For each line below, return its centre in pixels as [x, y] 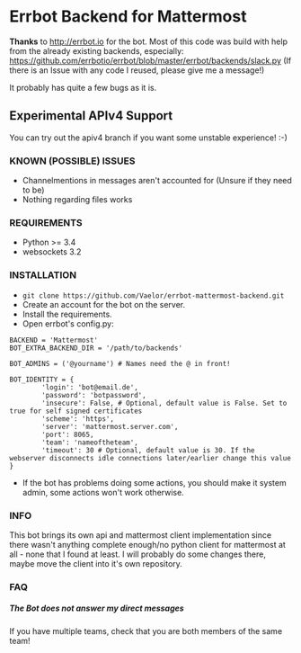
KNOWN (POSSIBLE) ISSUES [72, 161]
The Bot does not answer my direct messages [97, 608]
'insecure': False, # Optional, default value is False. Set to [164, 403]
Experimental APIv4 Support [91, 116]
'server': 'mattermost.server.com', [110, 426]
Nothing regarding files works [77, 200]
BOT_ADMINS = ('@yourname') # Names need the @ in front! [120, 363]
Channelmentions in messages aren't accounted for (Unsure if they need [157, 181]
